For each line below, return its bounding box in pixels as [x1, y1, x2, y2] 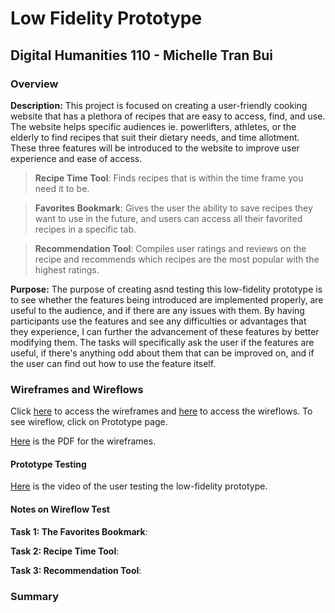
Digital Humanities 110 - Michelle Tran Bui [10, 47, 274, 64]
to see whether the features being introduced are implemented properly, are [10, 293, 324, 306]
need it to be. [34, 182, 90, 194]
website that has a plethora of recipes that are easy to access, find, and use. [10, 110, 326, 122]
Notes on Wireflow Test [10, 503, 110, 515]
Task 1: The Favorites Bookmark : [10, 525, 148, 537]
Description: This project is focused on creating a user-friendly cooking [10, 99, 308, 111]
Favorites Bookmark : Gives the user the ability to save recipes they [34, 202, 313, 214]
